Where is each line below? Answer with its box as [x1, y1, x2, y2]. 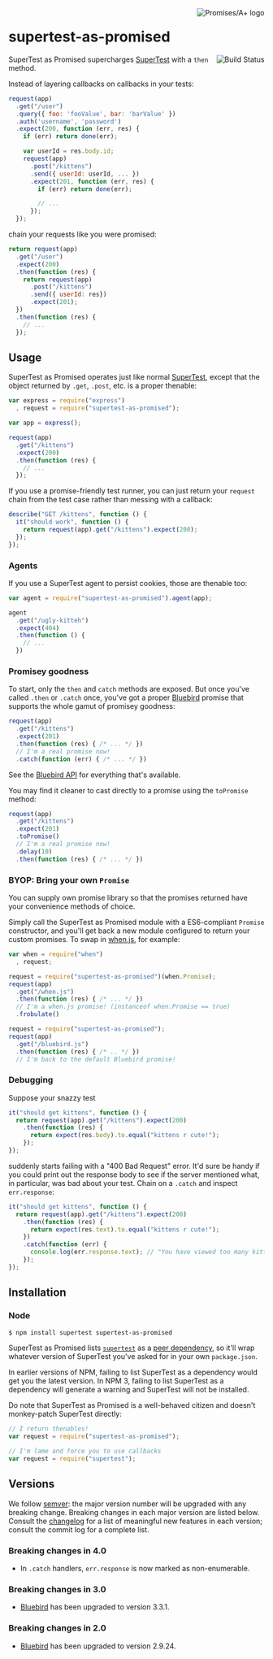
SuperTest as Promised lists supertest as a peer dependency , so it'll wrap [8, 1343, 255, 1353]
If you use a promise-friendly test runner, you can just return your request [8, 486, 256, 496]
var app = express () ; [8, 419, 82, 428]
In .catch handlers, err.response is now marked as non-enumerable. [19, 1563, 250, 1573]
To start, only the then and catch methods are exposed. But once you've [8, 684, 250, 694]
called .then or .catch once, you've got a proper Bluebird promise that [8, 693, 244, 702]
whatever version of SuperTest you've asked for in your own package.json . [8, 1352, 258, 1362]
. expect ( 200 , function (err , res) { [15, 125, 140, 133]
